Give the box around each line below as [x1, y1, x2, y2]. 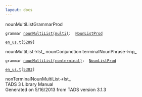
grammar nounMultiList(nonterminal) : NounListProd [5, 58, 116, 63]
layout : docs [5, 7, 33, 13]
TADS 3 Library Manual [5, 81, 54, 87]
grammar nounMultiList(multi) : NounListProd [5, 31, 103, 36]
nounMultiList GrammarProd [5, 21, 63, 27]
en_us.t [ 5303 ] [5, 67, 35, 72]
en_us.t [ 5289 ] [5, 40, 35, 45]
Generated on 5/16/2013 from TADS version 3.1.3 [5, 86, 107, 92]
